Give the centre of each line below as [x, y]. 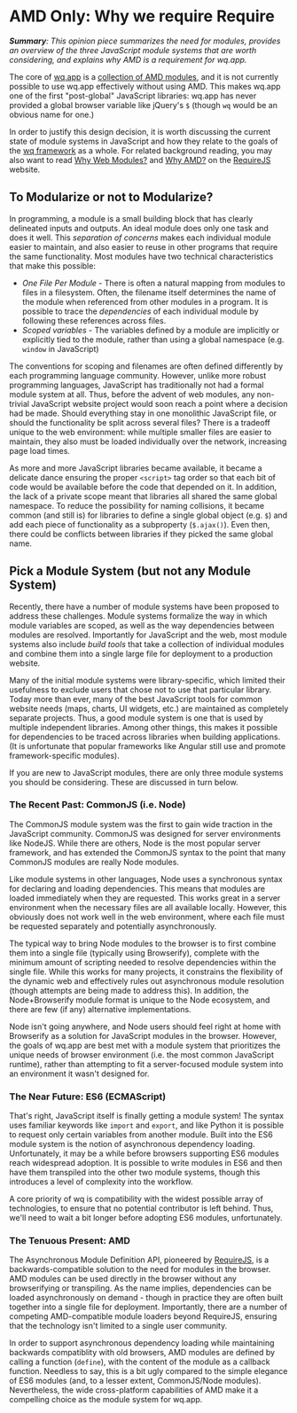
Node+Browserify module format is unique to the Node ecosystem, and [140, 1000]
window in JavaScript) [60, 348]
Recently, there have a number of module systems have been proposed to [144, 606]
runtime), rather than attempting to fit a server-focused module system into [146, 1064]
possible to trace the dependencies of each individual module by [140, 311]
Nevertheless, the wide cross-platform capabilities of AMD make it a [134, 1390]
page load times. [40, 450]
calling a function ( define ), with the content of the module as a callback [140, 1362]
